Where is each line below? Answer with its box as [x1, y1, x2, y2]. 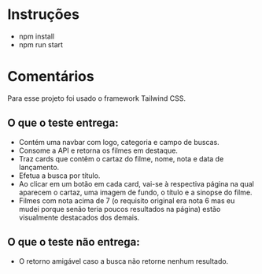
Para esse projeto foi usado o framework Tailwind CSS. [7, 93, 186, 103]
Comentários [7, 68, 95, 86]
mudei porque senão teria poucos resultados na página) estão [18, 204, 221, 213]
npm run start [18, 39, 64, 49]
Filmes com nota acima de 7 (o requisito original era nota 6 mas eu [18, 195, 235, 205]
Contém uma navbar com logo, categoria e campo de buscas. [18, 137, 220, 146]
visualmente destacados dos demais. [18, 213, 140, 222]
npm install [18, 31, 55, 41]
